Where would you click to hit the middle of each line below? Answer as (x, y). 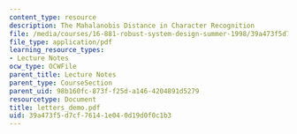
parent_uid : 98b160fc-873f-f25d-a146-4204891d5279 (104, 91)
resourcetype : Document (53, 99)
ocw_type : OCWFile (43, 67)
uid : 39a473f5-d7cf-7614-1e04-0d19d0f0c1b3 (91, 115)
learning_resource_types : (57, 50)
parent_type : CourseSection (61, 83)
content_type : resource (53, 17)
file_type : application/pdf (61, 42)
